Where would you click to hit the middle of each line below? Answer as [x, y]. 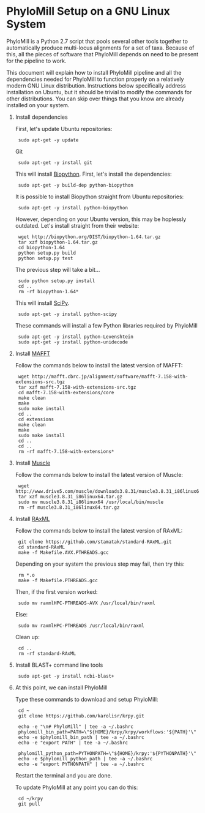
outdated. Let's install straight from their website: [77, 225]
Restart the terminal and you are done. [64, 775]
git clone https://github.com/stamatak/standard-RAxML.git [95, 542]
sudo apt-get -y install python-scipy [68, 314]
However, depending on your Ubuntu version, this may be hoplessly [101, 219]
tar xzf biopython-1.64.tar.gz [58, 242]
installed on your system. [38, 105]
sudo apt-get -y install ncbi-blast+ [66, 676]
